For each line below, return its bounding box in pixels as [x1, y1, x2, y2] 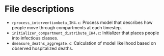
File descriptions [4, 3, 75, 15]
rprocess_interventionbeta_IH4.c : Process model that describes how [11, 19, 153, 25]
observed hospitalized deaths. [11, 45, 73, 51]
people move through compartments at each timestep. [11, 24, 122, 30]
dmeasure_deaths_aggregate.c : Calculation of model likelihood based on [11, 40, 156, 46]
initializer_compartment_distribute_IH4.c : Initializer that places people [11, 30, 159, 36]
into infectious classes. [11, 35, 58, 41]
